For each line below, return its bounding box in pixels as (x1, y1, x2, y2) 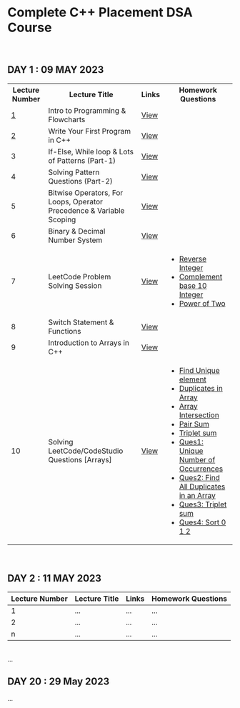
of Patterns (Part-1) (48, 155, 116, 165)
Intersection (179, 410, 219, 420)
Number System (48, 235, 103, 245)
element (179, 374, 207, 384)
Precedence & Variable (48, 205, 125, 215)
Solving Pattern (48, 167, 100, 177)
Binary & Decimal (48, 226, 106, 236)
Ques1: (179, 437, 204, 447)
